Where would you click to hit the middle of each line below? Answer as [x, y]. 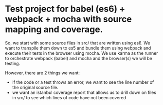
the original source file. [35, 87]
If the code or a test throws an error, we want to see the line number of [83, 82]
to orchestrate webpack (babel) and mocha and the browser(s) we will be [79, 58]
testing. [13, 63]
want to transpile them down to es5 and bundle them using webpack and [78, 48]
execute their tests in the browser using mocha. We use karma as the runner [81, 53]
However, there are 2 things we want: [43, 73]
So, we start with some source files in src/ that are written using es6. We [78, 43]
